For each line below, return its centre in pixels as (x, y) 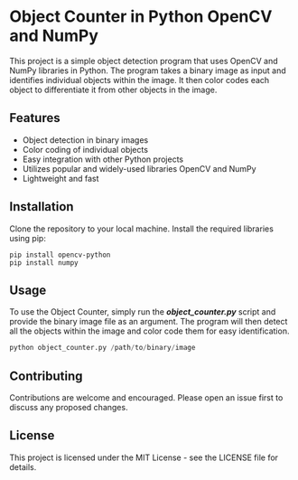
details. (23, 466)
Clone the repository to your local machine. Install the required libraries (141, 229)
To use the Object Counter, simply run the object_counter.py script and (143, 312)
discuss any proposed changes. (69, 408)
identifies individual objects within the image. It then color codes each (140, 80)
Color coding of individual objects (85, 149)
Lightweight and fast (61, 178)
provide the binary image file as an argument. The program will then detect (149, 322)
